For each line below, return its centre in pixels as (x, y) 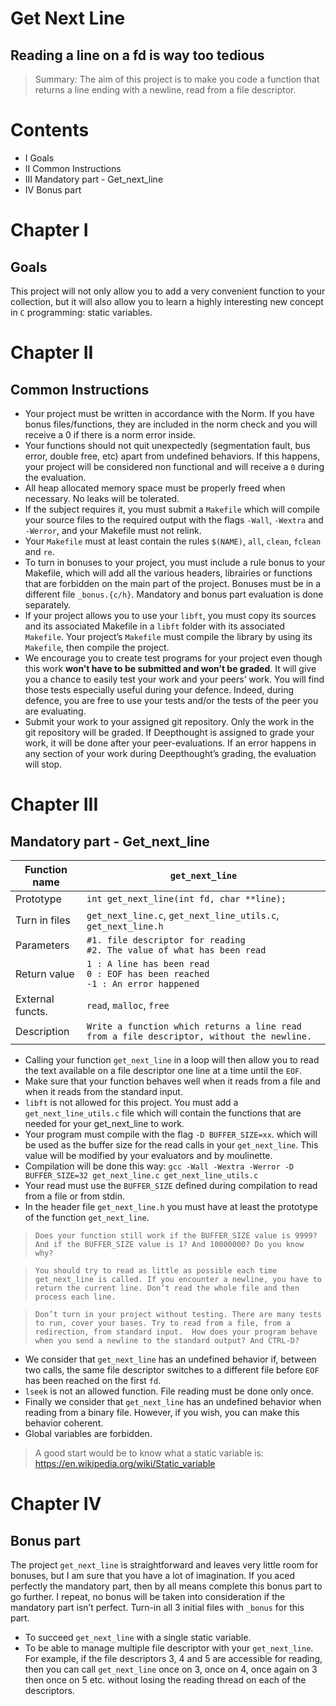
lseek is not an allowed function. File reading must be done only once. (169, 1391)
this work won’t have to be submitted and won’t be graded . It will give (170, 668)
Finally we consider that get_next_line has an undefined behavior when (173, 1401)
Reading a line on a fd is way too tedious (137, 55)
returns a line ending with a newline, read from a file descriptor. (165, 90)
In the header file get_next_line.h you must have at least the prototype (171, 1206)
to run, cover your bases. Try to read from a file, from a (162, 1323)
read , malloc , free (128, 1005)
